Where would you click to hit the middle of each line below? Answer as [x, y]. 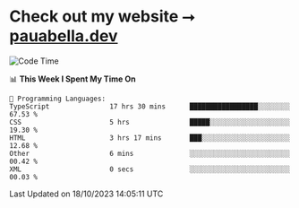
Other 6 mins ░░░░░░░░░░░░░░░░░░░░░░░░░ [150, 153]
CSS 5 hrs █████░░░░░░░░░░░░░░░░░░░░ [150, 122]
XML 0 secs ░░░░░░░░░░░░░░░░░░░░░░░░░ [150, 169]
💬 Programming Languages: [57, 99]
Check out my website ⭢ [102, 17]
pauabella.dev [64, 36]
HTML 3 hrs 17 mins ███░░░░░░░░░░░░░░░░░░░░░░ [150, 138]
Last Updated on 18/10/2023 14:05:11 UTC [86, 194]
